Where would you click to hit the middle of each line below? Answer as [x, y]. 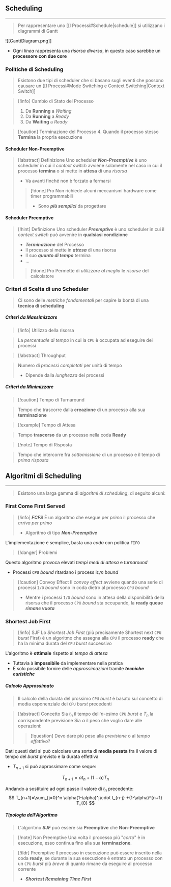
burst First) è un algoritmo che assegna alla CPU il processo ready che [91, 638]
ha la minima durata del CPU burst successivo [65, 643]
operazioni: [30, 726]
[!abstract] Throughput [42, 355]
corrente [27, 869]
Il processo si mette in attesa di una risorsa [71, 250]
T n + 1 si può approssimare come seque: [54, 767]
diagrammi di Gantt [38, 31]
